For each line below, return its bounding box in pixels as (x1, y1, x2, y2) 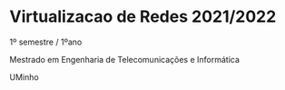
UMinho (9, 71, 39, 83)
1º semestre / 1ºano (9, 36, 83, 47)
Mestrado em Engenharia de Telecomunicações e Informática (9, 54, 241, 65)
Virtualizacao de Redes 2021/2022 (9, 6, 277, 27)
